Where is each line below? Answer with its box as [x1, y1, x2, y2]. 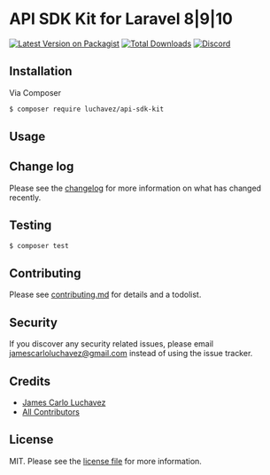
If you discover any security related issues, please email [9, 339, 214, 349]
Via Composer [9, 87, 62, 97]
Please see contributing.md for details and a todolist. [9, 289, 202, 300]
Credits [9, 373, 51, 389]
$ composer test [9, 241, 69, 250]
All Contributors [21, 406, 80, 417]
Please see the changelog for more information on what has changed [9, 183, 262, 193]
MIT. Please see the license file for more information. [9, 456, 202, 466]
